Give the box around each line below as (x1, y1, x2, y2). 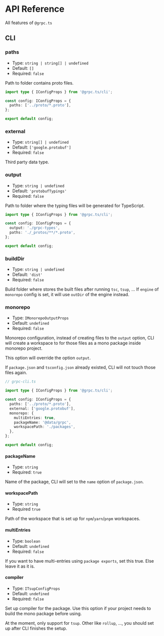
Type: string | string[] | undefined (12, 60, 89, 66)
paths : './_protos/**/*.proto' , (9, 230, 76, 235)
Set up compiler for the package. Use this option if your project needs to (5, 605, 151, 611)
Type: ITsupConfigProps (12, 585, 60, 591)
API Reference (5, 3, 65, 15)
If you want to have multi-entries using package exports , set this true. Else (5, 558, 154, 564)
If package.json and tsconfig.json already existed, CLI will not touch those (5, 364, 156, 370)
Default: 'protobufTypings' (12, 188, 67, 194)
